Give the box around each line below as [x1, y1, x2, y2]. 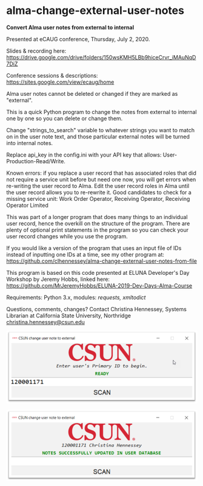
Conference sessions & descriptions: [6, 72, 98, 79]
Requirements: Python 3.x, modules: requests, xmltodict [6, 294, 146, 301]
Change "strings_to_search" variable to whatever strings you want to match [6, 126, 195, 133]
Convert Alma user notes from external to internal [6, 24, 135, 31]
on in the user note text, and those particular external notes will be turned [6, 133, 190, 140]
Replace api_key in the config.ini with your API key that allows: [6, 151, 162, 158]
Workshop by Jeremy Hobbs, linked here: [6, 275, 110, 283]
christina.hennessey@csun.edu [6, 318, 85, 325]
